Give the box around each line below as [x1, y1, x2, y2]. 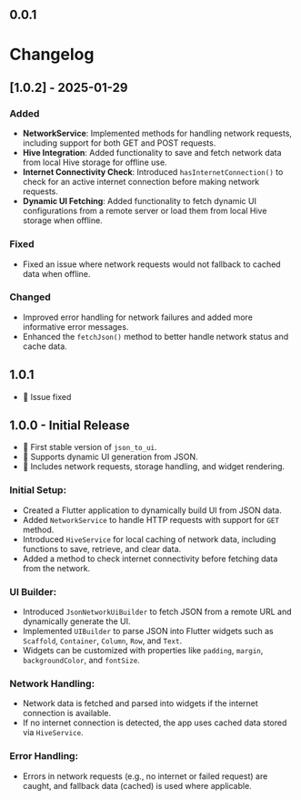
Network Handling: [9, 678, 95, 690]
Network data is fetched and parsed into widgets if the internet [22, 698, 259, 709]
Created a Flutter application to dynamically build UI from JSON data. [22, 505, 282, 516]
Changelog [9, 44, 95, 65]
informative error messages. [22, 321, 129, 332]
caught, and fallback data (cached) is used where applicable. [22, 780, 252, 791]
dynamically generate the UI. [22, 616, 131, 627]
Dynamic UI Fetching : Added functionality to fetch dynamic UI [22, 196, 257, 207]
